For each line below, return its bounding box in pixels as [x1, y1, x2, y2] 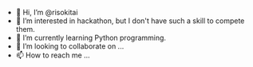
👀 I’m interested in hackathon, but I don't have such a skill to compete [15, 16, 245, 26]
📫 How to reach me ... [15, 50, 90, 60]
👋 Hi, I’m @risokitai [15, 8, 78, 17]
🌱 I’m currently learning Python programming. [15, 33, 166, 42]
